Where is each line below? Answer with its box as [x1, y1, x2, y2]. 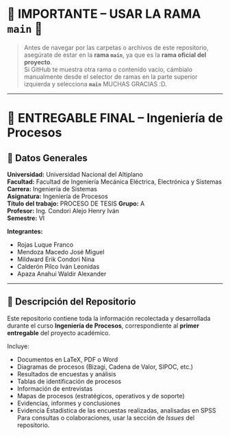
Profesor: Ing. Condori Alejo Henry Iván [7, 206, 120, 215]
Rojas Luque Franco [16, 240, 74, 249]
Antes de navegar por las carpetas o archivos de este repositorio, [23, 43, 209, 51]
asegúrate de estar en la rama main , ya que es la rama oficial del [23, 51, 207, 59]
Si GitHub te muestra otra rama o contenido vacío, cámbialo [23, 65, 193, 73]
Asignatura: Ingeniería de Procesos [7, 192, 108, 200]
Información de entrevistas [16, 384, 93, 393]
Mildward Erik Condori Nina [16, 255, 95, 263]
